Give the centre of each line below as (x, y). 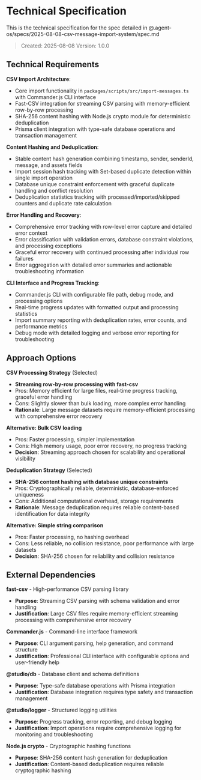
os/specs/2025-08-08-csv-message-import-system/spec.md (83, 34)
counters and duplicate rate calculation (63, 203)
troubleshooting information (49, 271)
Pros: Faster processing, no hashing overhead (72, 537)
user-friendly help (37, 662)
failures (24, 258)
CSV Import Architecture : (38, 79)
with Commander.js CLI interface (55, 97)
